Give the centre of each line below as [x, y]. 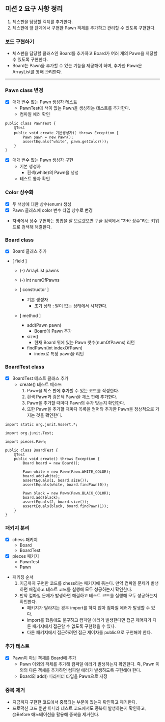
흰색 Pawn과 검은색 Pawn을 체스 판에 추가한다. [72, 397]
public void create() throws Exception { [57, 459]
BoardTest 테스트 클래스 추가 [40, 378]
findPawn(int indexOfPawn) [55, 348]
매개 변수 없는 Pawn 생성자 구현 [43, 160]
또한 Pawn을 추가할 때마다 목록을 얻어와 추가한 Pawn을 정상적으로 [91, 409]
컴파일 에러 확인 [35, 114]
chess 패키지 [25, 539]
